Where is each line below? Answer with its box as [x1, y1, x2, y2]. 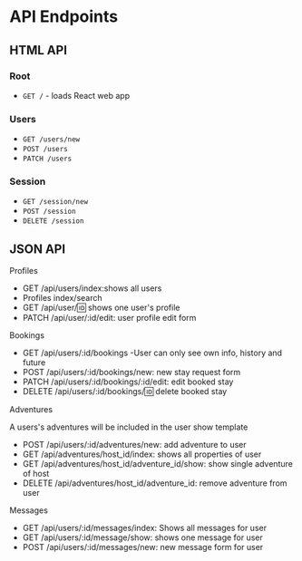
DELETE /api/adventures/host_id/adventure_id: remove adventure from [22, 478, 287, 488]
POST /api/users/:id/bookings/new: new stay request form [22, 367, 241, 378]
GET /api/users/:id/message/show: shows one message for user [22, 532, 263, 543]
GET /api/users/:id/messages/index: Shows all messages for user [22, 523, 268, 534]
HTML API [9, 43, 68, 58]
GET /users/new [22, 135, 81, 144]
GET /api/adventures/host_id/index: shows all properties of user [22, 449, 262, 459]
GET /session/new [22, 198, 89, 207]
